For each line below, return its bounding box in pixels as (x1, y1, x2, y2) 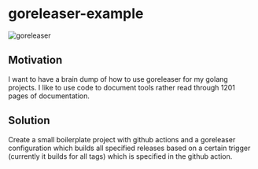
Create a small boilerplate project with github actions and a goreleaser (8, 134, 236, 144)
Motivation (8, 53, 63, 67)
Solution (8, 114, 50, 127)
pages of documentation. (8, 91, 90, 101)
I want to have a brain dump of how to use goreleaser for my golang (8, 74, 228, 83)
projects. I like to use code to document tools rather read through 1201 (8, 83, 236, 92)
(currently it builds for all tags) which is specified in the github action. (8, 151, 233, 161)
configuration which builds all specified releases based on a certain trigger (8, 143, 251, 152)
